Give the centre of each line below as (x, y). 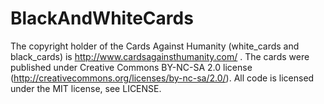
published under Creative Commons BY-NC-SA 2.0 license (131, 67)
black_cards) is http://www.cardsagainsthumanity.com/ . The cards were (160, 56)
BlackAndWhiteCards (102, 18)
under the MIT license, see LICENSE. (86, 88)
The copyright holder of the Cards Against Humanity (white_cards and (155, 46)
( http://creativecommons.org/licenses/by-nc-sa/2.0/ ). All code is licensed (162, 78)
